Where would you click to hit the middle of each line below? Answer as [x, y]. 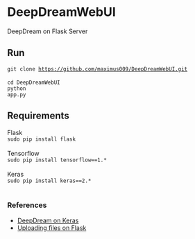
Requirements [38, 116]
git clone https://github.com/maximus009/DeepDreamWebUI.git [97, 69]
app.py [17, 94]
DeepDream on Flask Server [48, 31]
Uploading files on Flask [52, 228]
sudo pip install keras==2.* [49, 181]
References [27, 205]
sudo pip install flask [42, 139]
